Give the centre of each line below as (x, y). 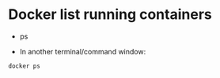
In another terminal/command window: (83, 51)
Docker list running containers (110, 15)
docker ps (25, 66)
